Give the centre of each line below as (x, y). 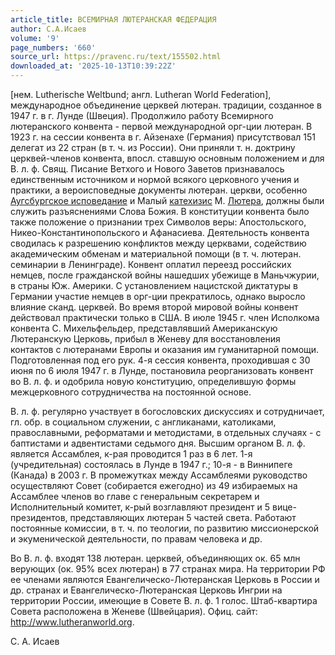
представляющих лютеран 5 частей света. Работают (183, 517)
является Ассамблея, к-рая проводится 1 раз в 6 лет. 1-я (131, 454)
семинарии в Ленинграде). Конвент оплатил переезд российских (151, 264)
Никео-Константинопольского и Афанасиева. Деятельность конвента (160, 232)
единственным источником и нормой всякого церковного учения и (155, 179)
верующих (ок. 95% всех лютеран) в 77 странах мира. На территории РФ (168, 569)
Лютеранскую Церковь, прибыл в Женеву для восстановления (145, 339)
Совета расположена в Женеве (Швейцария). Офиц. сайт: (134, 611)
